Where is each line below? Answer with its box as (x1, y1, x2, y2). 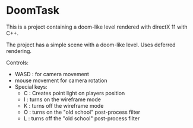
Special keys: (14, 83, 48, 90)
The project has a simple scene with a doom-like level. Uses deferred (6, 41, 176, 48)
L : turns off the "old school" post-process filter (23, 114, 140, 122)
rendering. (6, 47, 31, 54)
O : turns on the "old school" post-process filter (23, 108, 141, 115)
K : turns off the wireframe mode (23, 102, 104, 109)
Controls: (6, 59, 29, 66)
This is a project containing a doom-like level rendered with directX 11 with (6, 23, 188, 30)
